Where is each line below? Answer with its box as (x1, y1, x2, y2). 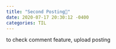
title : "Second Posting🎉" (6, 8, 70, 15)
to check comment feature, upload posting (6, 36, 111, 44)
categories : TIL (6, 20, 46, 26)
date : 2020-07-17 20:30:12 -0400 (6, 14, 89, 20)
